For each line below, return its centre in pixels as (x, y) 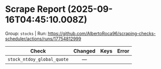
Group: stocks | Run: (26, 33)
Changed (84, 51)
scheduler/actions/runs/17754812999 (43, 39)
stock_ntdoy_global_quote (38, 59)
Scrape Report (35, 9)
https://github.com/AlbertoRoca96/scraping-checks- (102, 33)
